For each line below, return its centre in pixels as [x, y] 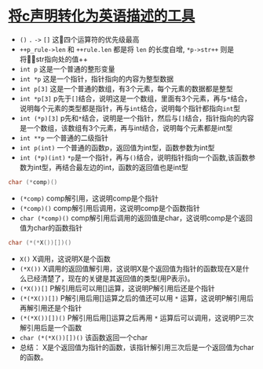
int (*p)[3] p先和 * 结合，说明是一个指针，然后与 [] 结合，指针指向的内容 [137, 118]
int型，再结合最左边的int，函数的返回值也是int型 [111, 167]
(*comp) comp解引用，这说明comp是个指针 [89, 198]
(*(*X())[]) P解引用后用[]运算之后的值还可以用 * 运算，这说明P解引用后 [136, 298]
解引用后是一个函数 [51, 327]
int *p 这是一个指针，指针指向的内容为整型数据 [97, 79]
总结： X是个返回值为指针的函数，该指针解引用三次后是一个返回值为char [137, 347]
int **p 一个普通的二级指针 [64, 138]
